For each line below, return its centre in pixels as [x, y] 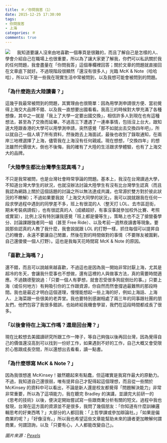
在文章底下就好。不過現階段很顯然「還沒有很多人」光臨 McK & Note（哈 [79, 71]
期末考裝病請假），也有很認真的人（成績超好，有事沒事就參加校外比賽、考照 [83, 210]
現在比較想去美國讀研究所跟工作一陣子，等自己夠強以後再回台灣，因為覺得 [81, 337]
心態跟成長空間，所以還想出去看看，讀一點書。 [57, 349]
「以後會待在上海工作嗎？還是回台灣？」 [53, 325]
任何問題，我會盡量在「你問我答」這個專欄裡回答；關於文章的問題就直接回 [85, 65]
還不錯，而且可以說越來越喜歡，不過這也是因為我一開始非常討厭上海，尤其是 [83, 267]
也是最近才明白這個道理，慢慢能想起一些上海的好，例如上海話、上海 [88, 292]
